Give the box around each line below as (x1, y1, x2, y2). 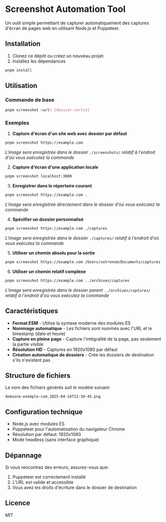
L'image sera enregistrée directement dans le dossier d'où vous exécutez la (5, 201, 160, 207)
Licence (5, 499, 31, 508)
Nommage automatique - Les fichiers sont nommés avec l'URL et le (12, 325, 152, 331)
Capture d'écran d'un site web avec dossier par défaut (12, 131, 127, 137)
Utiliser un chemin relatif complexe (12, 268, 86, 274)
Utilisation (5, 82, 38, 90)
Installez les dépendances (12, 58, 66, 64)
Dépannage (5, 451, 42, 459)
